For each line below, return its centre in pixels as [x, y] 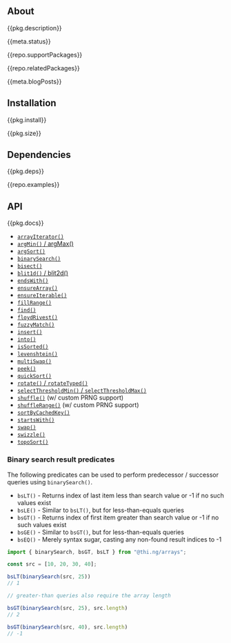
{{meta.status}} [29, 41]
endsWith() [33, 281]
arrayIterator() [40, 237]
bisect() [30, 266]
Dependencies [39, 155]
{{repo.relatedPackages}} [44, 68]
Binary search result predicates [61, 459]
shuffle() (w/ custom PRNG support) [70, 398]
